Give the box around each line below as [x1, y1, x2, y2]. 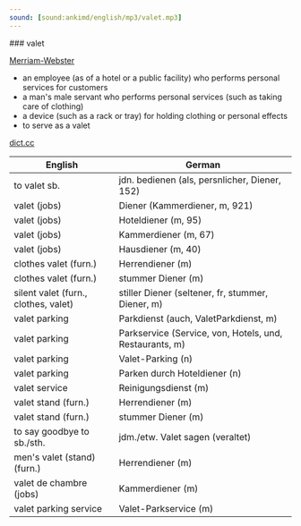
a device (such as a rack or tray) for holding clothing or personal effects [21, 110, 288, 121]
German [185, 158, 221, 171]
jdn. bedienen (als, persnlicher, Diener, [118, 174, 282, 186]
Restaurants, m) [118, 337, 185, 350]
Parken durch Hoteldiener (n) [118, 367, 242, 379]
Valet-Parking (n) [118, 352, 193, 365]
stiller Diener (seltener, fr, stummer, [118, 286, 269, 299]
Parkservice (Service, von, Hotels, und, [118, 327, 283, 339]
